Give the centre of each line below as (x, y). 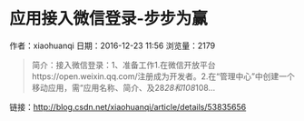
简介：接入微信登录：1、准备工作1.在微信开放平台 (123, 65)
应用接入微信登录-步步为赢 (109, 19)
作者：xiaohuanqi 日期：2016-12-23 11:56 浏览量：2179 (113, 45)
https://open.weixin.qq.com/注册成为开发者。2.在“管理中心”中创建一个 (163, 76)
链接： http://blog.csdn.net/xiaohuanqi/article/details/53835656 (128, 106)
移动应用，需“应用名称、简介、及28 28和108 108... (123, 87)
